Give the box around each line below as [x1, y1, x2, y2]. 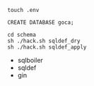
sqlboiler [17, 56, 44, 64]
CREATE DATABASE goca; [7, 19, 74, 26]
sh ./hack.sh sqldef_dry [7, 37, 81, 44]
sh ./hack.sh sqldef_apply [7, 44, 87, 51]
